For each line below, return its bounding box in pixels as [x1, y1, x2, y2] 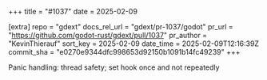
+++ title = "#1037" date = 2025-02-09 [8, 7, 138, 16]
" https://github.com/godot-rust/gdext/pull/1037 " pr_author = [8, 31, 208, 40]
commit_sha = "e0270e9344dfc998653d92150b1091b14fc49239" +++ [8, 48, 241, 56]
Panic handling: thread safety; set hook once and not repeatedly [8, 63, 220, 72]
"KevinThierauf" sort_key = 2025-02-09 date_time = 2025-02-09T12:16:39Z [8, 39, 260, 48]
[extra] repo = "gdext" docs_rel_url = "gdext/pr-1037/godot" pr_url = [8, 22, 233, 31]
